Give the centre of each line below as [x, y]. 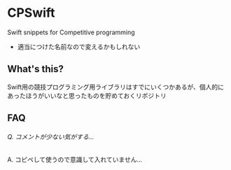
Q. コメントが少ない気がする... [51, 136]
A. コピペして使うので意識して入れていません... [75, 160]
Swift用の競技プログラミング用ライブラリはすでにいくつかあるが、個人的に [115, 87]
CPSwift [31, 13]
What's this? [36, 69]
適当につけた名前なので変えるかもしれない [79, 46]
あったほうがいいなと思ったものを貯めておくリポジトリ [87, 95]
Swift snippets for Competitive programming [71, 32]
